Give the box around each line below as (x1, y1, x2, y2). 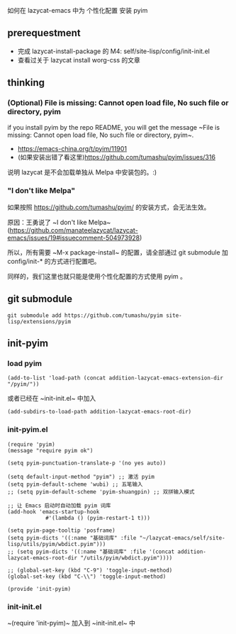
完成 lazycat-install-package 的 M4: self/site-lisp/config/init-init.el (17, 47, 210, 55)
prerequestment (7, 27, 82, 39)
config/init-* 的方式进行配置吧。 (7, 257, 101, 265)
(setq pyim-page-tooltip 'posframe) (7, 527, 116, 534)
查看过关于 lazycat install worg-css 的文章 (17, 55, 140, 64)
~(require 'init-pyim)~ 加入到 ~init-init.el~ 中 (7, 618, 136, 627)
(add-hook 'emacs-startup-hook (7, 508, 100, 516)
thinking (7, 77, 45, 89)
